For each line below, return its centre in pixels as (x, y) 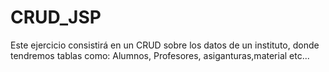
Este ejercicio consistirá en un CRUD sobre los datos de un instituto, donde (165, 45)
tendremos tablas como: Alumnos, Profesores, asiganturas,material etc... (160, 55)
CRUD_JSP (56, 17)
